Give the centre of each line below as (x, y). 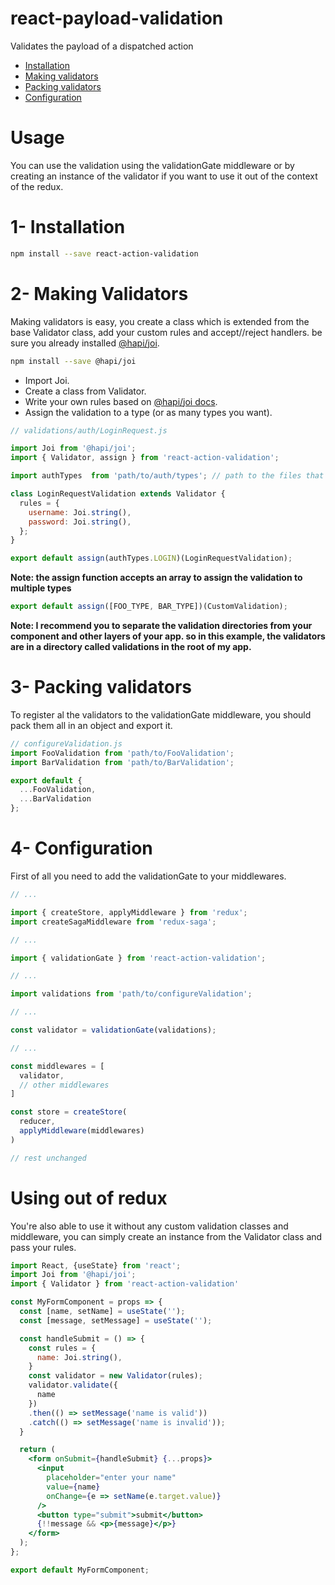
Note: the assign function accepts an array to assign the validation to (156, 578)
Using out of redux (89, 1198)
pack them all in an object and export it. (91, 725)
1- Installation (68, 227)
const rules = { (62, 1348)
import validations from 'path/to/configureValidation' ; (131, 994)
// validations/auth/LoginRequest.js (89, 430)
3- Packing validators (101, 687)
